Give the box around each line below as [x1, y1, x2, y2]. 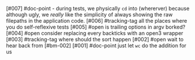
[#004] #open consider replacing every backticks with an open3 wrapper [6, 30, 183, 37]
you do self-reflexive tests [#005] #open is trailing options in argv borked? [6, 23, 186, 30]
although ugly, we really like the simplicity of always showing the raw [6, 11, 173, 18]
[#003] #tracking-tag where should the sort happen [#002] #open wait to [6, 36, 184, 43]
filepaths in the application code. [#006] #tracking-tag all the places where [6, 17, 187, 24]
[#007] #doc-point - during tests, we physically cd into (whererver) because [6, 5, 190, 12]
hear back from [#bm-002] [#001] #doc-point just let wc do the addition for [6, 42, 187, 49]
